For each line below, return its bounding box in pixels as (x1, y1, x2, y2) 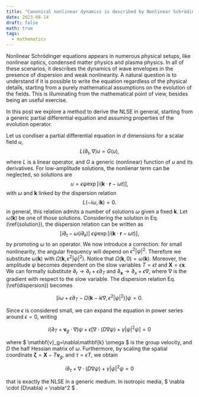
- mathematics (11, 36, 46, 42)
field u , (6, 139, 23, 145)
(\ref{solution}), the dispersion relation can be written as (6, 220, 144, 228)
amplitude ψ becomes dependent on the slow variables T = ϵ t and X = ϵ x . (6, 261, 187, 268)
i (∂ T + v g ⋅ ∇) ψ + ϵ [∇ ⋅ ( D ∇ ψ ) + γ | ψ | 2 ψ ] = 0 (48, 325, 151, 334)
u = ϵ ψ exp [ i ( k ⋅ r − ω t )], (70, 180, 129, 187)
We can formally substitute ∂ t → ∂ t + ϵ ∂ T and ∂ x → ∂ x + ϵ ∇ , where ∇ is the (6, 267, 187, 276)
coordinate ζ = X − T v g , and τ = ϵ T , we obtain (6, 351, 118, 360)
